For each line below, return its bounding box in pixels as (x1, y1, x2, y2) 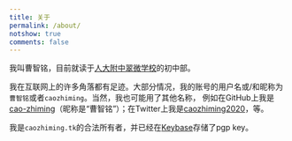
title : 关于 (9, 12, 50, 22)
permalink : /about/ (9, 21, 81, 30)
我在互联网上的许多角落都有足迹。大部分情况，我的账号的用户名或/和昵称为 (9, 81, 284, 93)
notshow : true (9, 29, 62, 38)
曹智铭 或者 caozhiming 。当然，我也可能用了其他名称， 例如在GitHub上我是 (9, 93, 274, 103)
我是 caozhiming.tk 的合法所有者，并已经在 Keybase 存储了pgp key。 (9, 122, 254, 133)
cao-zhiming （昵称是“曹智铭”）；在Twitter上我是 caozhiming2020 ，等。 (9, 103, 269, 115)
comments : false (9, 37, 69, 47)
